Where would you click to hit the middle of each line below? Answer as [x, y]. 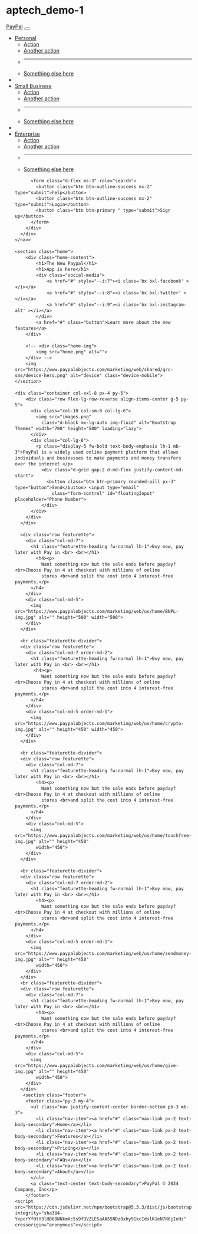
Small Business [33, 86]
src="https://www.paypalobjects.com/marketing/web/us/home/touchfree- [103, 835]
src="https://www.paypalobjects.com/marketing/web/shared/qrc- [94, 369]
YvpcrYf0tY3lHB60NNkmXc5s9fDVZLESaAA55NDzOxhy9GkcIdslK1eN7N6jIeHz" [100, 1219]
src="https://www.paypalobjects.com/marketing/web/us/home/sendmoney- [103, 953]
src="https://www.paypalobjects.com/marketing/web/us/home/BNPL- [96, 611]
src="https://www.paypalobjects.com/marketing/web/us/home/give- [96, 1065]
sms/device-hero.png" [41, 375]
